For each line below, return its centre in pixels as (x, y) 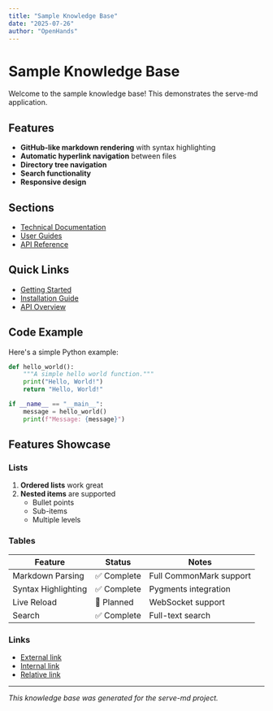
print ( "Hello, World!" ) (63, 382)
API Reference (44, 244)
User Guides (41, 236)
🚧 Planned (114, 602)
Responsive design (53, 182)
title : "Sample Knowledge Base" (63, 16)
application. (28, 102)
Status (118, 561)
